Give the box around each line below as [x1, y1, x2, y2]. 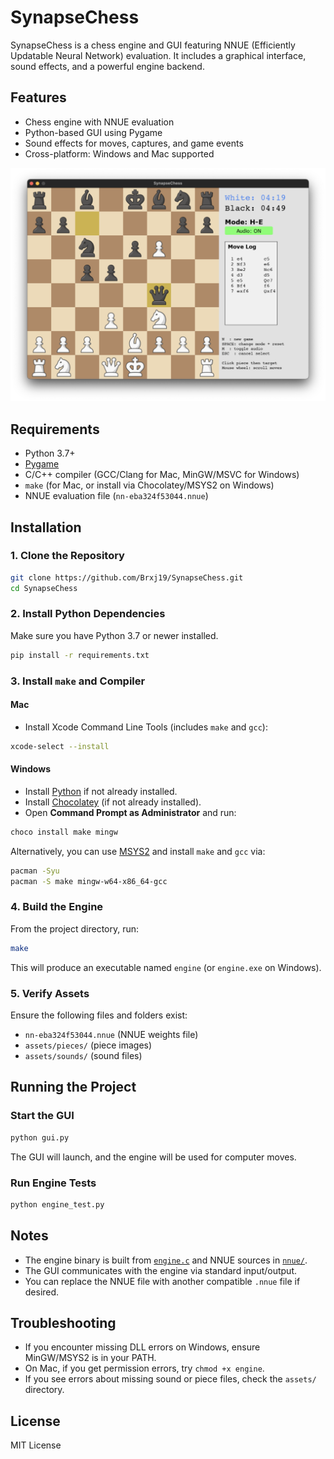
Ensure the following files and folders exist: [10, 1009, 188, 1021]
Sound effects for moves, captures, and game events [24, 137, 244, 149]
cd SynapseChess [10, 583, 78, 593]
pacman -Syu [10, 866, 60, 876]
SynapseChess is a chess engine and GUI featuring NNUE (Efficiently [10, 39, 296, 51]
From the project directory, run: [10, 922, 140, 935]
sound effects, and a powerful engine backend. [10, 60, 205, 72]
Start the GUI [10, 1109, 75, 1123]
